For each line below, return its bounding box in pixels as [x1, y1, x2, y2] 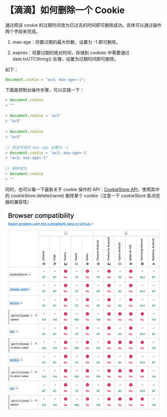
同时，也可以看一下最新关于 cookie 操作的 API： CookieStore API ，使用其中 [5, 186, 160, 192]
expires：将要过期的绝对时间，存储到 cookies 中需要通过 [12, 50, 130, 56]
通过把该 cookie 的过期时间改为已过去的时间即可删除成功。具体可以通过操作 [5, 22, 161, 28]
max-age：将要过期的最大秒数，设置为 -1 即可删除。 [12, 39, 121, 45]
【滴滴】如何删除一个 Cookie [5, 5, 125, 16]
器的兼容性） [5, 199, 31, 205]
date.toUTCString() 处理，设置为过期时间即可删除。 [12, 56, 119, 62]
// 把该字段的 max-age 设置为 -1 [5, 145, 69, 150]
